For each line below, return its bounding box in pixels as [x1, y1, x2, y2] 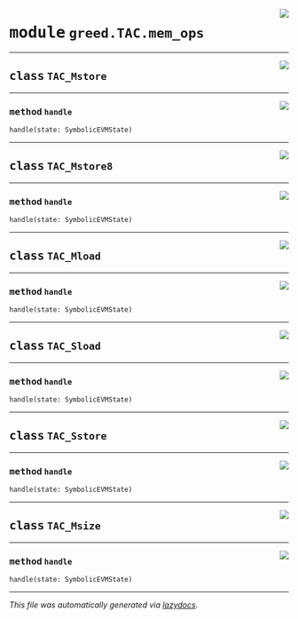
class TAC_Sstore [9, 429, 107, 443]
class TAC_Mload [9, 249, 101, 264]
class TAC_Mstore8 [9, 159, 114, 173]
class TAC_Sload [9, 338, 101, 353]
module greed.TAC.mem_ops [9, 23, 205, 43]
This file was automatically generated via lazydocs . [9, 599, 199, 610]
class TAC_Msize [9, 519, 101, 533]
